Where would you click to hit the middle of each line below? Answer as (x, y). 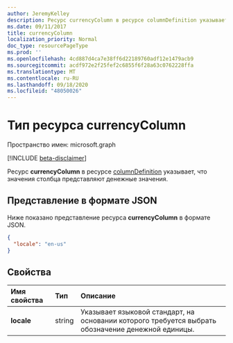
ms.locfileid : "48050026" (44, 91)
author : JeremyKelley (38, 14)
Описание (98, 296)
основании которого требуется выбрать (149, 321)
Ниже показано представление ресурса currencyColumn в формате (109, 217)
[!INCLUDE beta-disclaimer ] (47, 158)
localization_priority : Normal (52, 40)
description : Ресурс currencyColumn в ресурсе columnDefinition (102, 20)
